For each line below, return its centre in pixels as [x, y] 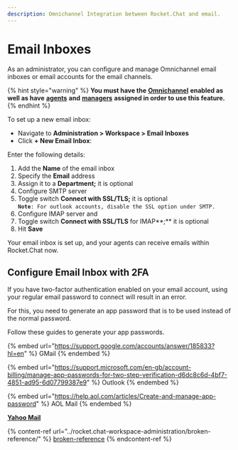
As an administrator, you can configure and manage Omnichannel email [112, 69]
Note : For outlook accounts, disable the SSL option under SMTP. [116, 206]
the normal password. [39, 318]
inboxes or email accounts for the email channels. [80, 76]
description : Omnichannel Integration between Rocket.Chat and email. [114, 14]
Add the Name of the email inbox [66, 168]
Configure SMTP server [52, 191]
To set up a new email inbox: [49, 119]
